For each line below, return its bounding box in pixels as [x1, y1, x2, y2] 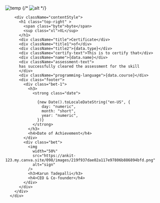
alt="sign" [32, 162, 56, 167]
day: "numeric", [41, 104, 76, 109]
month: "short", [41, 109, 76, 114]
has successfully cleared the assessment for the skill [18, 64, 140, 69]
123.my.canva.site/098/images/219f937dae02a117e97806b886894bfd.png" [5, 158, 156, 163]
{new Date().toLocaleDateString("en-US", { [37, 99, 131, 105]
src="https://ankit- [32, 153, 76, 158]
